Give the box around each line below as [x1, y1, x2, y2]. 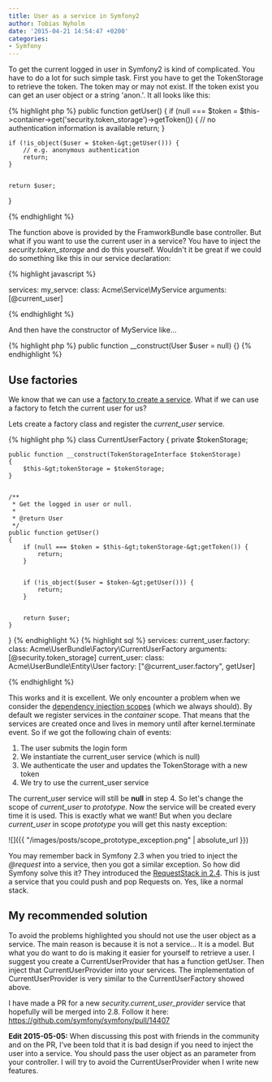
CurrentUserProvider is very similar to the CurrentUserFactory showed [8, 973, 245, 984]
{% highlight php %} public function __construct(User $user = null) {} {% [8, 341, 252, 350]
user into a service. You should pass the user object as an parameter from [8, 1048, 257, 1058]
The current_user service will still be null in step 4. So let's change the [8, 793, 244, 803]
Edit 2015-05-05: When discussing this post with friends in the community [8, 1031, 260, 1041]
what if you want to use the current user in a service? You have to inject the [8, 237, 261, 246]
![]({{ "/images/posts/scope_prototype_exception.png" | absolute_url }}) [8, 835, 249, 845]
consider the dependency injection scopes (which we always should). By [8, 701, 253, 711]
